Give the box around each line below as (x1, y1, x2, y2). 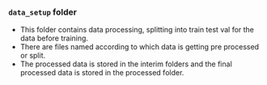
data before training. (19, 33, 89, 43)
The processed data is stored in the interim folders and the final (19, 59, 232, 69)
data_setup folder (8, 6, 77, 18)
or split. (19, 51, 46, 61)
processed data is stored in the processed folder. (19, 68, 184, 78)
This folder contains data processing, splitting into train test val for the (19, 25, 255, 35)
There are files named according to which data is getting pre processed (19, 42, 260, 52)
